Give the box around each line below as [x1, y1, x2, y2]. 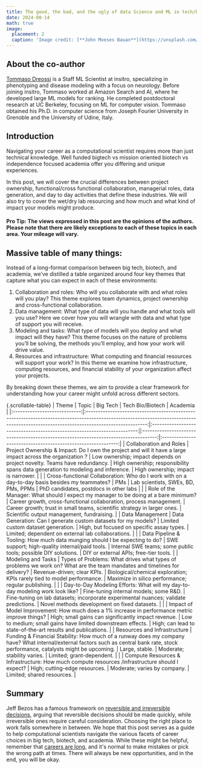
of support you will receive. [14, 321, 83, 328]
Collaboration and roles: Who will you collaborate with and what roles [14, 289, 188, 296]
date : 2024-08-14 [6, 14, 50, 21]
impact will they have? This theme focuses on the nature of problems [14, 333, 187, 341]
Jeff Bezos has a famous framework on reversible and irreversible [6, 704, 170, 712]
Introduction [6, 131, 54, 142]
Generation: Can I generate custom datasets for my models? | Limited [6, 517, 179, 525]
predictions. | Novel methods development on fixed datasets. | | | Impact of [6, 601, 193, 608]
